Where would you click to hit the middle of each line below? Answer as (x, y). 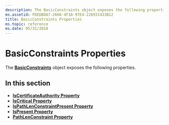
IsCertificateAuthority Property (46, 95)
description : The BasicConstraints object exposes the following (75, 10)
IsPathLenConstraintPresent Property (53, 106)
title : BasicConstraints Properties (44, 19)
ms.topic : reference (27, 24)
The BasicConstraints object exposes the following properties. (71, 68)
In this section (28, 83)
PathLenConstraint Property (43, 117)
